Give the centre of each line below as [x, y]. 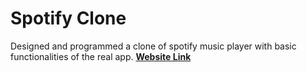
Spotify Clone [68, 18]
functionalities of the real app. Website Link [101, 56]
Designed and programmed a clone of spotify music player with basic [153, 46]
